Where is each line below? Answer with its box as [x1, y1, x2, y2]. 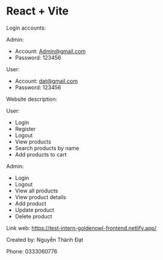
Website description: [6, 95, 58, 103]
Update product [14, 206, 55, 214]
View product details [14, 193, 66, 200]
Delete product [14, 212, 52, 220]
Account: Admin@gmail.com [14, 47, 86, 55]
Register [14, 125, 36, 132]
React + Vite [6, 4, 69, 18]
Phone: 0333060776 [6, 247, 58, 255]
